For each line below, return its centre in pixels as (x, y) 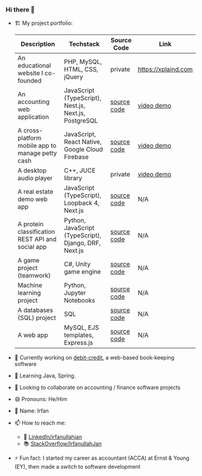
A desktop (32, 170)
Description (38, 44)
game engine (82, 272)
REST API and (37, 239)
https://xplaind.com (165, 69)
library (73, 178)
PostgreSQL (81, 121)
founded (29, 81)
